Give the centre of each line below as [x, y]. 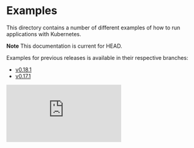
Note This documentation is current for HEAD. [64, 46]
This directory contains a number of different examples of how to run [93, 28]
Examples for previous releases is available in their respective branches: [97, 57]
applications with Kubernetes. [44, 34]
